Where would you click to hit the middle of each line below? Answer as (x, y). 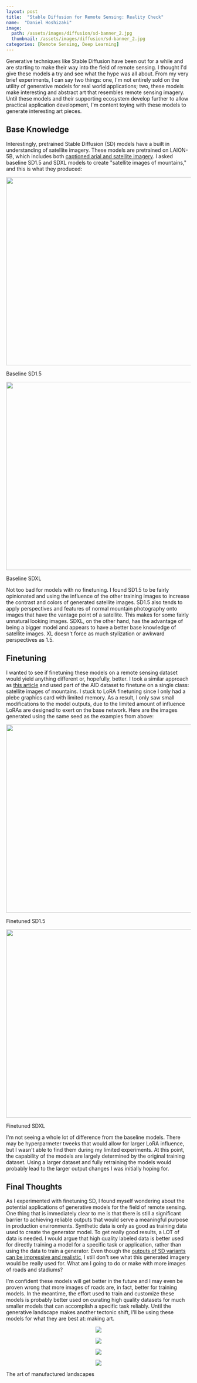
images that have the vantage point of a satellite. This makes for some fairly (98, 615)
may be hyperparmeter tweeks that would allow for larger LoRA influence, (95, 1143)
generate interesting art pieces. (44, 111)
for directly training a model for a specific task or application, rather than (94, 1245)
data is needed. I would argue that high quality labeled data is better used (95, 1238)
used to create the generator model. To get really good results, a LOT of (93, 1232)
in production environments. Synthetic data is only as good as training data (97, 1226)
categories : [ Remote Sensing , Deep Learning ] (62, 45)
